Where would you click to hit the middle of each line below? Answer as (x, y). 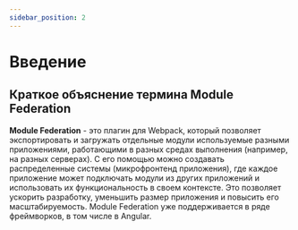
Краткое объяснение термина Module (122, 95)
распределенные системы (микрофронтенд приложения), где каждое (144, 168)
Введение (48, 61)
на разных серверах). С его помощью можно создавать (117, 158)
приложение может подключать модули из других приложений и (134, 178)
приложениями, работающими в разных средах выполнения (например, (149, 149)
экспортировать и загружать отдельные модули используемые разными (149, 140)
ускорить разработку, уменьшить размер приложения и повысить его (144, 197)
